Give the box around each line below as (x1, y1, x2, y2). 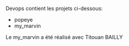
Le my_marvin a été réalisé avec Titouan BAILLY (5, 34, 123, 40)
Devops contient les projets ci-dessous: (5, 5, 103, 12)
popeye (14, 16, 33, 23)
